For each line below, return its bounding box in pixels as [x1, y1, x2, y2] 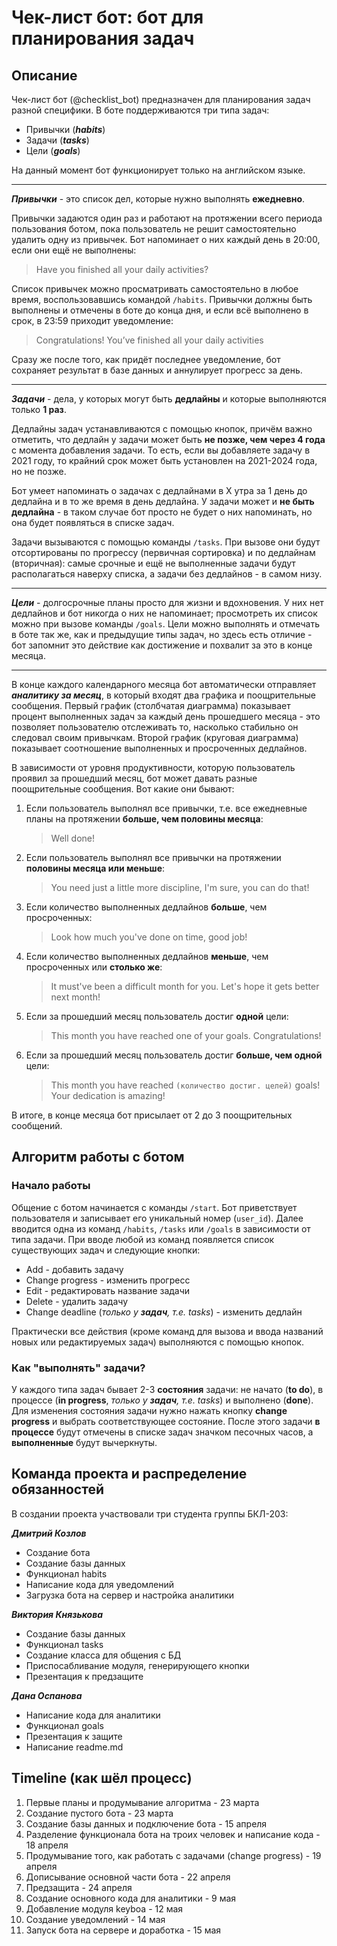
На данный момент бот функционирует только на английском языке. [11, 164, 306, 176]
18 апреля [25, 1839, 69, 1851]
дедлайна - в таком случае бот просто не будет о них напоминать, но [11, 506, 313, 518]
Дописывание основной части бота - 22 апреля [25, 1871, 231, 1883]
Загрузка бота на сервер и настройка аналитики [25, 1589, 235, 1601]
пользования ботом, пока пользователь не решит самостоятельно [11, 223, 297, 235]
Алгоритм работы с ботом [11, 1149, 185, 1166]
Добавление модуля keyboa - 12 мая [25, 1902, 184, 1915]
